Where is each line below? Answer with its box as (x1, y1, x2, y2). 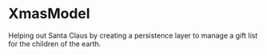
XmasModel (8, 5, 90, 23)
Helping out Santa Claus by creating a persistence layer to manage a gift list (8, 31, 258, 40)
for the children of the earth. (8, 38, 101, 48)
